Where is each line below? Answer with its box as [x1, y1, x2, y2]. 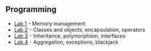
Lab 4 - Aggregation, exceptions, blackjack [14, 38, 119, 45]
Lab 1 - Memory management [14, 20, 86, 27]
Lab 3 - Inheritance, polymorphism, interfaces [14, 32, 126, 39]
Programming [5, 5, 57, 14]
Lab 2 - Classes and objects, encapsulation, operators [14, 26, 145, 33]
